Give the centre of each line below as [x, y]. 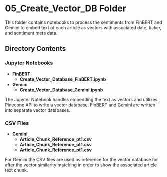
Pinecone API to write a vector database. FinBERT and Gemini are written [80, 105]
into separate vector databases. [38, 110]
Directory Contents [36, 49]
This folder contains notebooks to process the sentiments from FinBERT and [83, 22]
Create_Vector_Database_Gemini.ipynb [61, 90]
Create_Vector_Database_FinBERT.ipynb [63, 79]
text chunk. [17, 170]
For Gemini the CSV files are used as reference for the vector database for [82, 159]
